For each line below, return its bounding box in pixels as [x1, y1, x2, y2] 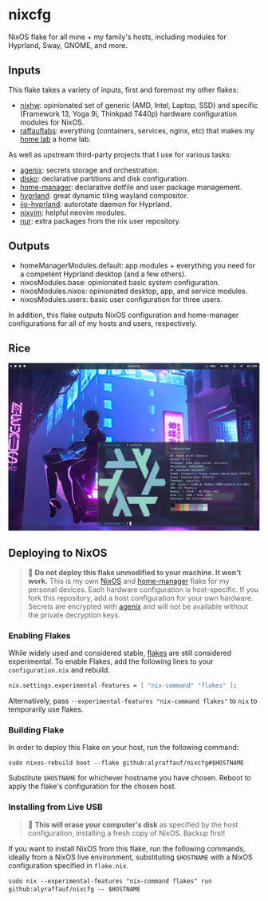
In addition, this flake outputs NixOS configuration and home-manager [8, 310, 239, 320]
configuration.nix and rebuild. [8, 665, 110, 675]
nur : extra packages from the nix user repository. [19, 216, 181, 225]
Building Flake [8, 724, 65, 736]
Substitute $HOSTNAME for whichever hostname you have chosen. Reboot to [8, 773, 251, 783]
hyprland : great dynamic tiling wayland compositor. [19, 190, 189, 200]
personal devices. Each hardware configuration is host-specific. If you [27, 585, 259, 594]
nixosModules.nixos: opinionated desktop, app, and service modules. [19, 286, 248, 296]
